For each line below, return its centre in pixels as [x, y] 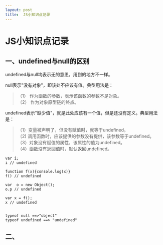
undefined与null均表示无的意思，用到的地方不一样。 [59, 74]
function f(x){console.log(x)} [38, 171]
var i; [12, 158]
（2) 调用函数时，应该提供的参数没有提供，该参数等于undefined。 [86, 136]
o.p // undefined [23, 189]
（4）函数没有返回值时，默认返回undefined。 [64, 149]
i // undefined [21, 163]
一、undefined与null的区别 [47, 61]
